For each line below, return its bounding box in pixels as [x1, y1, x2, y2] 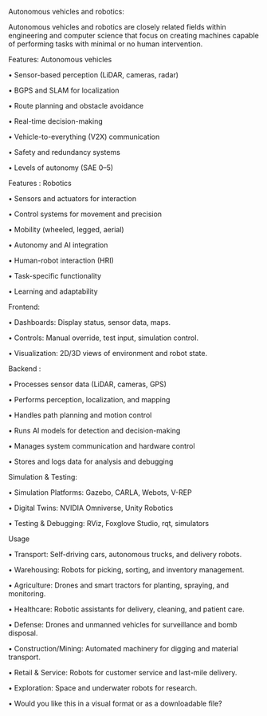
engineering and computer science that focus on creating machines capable [8, 31, 259, 40]
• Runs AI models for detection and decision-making [8, 426, 181, 435]
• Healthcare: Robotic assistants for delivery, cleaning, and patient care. [8, 604, 245, 614]
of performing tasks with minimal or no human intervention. [8, 39, 203, 49]
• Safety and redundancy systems [8, 148, 121, 156]
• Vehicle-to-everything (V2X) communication [8, 132, 160, 141]
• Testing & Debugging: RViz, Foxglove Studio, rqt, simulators [8, 519, 210, 528]
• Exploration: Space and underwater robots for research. [8, 683, 198, 693]
